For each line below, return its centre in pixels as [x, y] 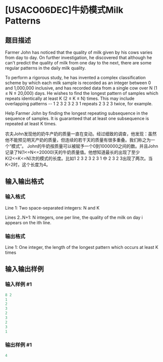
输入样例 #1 [18, 284]
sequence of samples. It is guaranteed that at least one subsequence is [77, 118]
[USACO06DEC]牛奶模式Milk [64, 10]
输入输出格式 [24, 182]
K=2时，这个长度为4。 [28, 165]
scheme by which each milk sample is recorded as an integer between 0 [78, 83]
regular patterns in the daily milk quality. [46, 68]
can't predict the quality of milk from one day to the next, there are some [78, 63]
